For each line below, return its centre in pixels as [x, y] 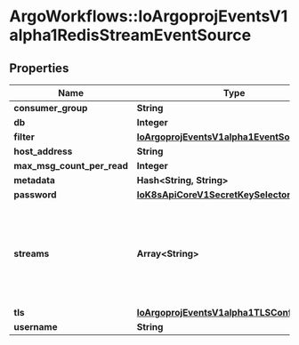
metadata [34, 180]
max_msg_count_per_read [71, 166]
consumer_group [51, 108]
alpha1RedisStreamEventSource [130, 35]
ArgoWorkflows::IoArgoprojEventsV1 [149, 16]
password [35, 195]
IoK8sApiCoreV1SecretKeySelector [214, 195]
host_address [43, 151]
